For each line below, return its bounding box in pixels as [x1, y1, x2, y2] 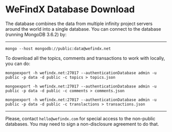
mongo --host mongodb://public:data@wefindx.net [5, 46, 111, 51]
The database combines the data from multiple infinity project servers [5, 20, 153, 27]
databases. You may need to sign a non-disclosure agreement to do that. [5, 121, 159, 127]
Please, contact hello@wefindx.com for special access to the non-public [5, 115, 156, 121]
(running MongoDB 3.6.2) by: [5, 31, 67, 37]
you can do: [5, 60, 31, 67]
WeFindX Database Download [5, 4, 135, 15]
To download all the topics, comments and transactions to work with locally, [5, 55, 165, 61]
